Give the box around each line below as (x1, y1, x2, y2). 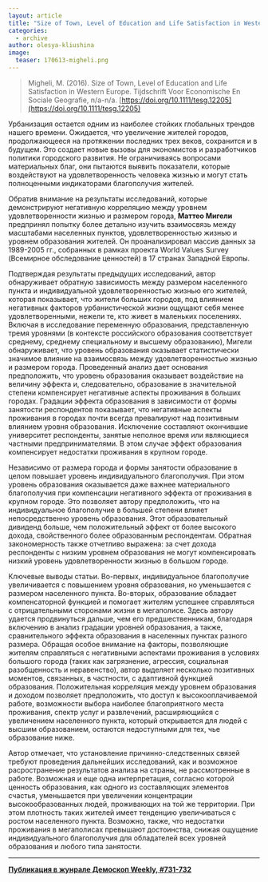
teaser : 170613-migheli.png (15, 57, 109, 65)
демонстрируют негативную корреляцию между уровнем (8, 202, 207, 212)
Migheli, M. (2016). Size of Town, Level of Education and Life (27, 77, 227, 88)
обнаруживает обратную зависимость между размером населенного (8, 277, 248, 287)
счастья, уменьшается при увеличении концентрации (8, 790, 193, 800)
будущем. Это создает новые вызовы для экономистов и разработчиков (8, 145, 257, 154)
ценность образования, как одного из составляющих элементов (8, 782, 230, 792)
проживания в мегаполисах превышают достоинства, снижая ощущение (8, 824, 258, 834)
